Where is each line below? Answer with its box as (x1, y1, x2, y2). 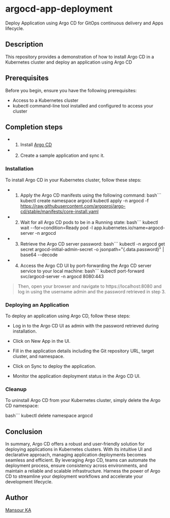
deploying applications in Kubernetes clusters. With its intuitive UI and (5, 446, 152, 452)
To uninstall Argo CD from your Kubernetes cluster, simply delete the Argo (5, 397, 161, 403)
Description (5, 40, 43, 49)
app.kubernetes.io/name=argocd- (94, 225, 165, 231)
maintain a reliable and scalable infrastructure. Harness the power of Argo (5, 468, 160, 474)
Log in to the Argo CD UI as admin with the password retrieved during (12, 322, 159, 329)
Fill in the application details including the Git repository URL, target (12, 347, 154, 354)
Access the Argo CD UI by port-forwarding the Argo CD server (20, 262, 152, 268)
